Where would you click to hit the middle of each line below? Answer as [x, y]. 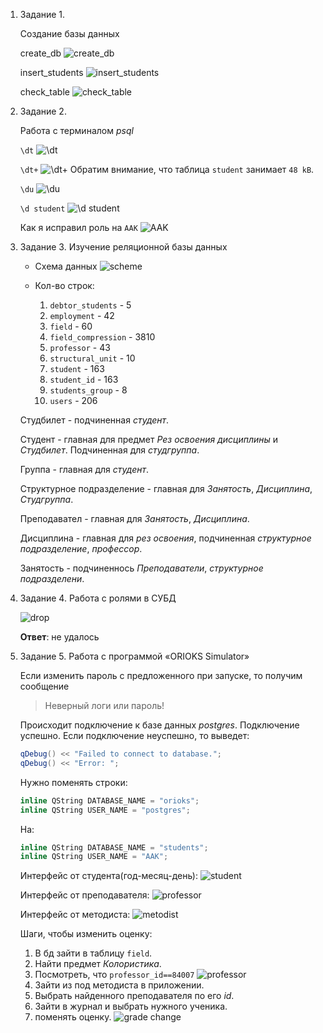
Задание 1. [42, 14]
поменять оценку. [73, 1017]
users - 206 [73, 400]
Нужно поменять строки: [73, 782]
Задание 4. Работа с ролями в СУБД [98, 598]
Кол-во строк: [64, 285]
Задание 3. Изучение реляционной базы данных [123, 247]
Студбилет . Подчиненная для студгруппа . [109, 450]
